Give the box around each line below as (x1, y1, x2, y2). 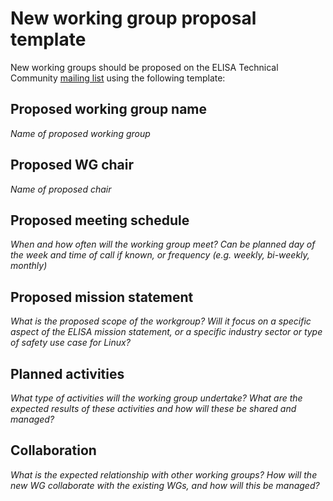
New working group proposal (10, 7, 257, 30)
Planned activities (10, 365, 125, 382)
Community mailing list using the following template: (10, 72, 226, 84)
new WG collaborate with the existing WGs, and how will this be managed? (10, 479, 320, 491)
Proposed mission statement (10, 288, 194, 306)
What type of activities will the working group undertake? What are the (10, 392, 303, 404)
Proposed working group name (10, 101, 208, 118)
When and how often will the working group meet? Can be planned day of (10, 238, 316, 251)
